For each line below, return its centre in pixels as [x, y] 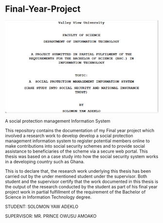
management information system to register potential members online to [77, 141]
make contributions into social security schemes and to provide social [75, 146]
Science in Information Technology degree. [48, 197]
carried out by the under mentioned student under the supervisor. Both [76, 176]
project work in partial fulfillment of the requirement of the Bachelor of [75, 192]
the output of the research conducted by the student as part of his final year [81, 186]
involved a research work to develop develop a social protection [69, 135]
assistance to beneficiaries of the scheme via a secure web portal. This [77, 151]
